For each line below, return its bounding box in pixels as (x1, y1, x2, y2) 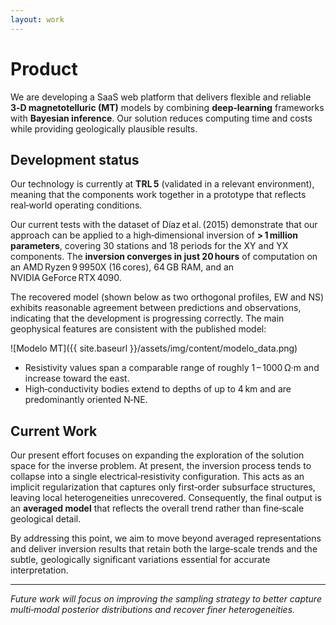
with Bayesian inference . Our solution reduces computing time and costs (10, 112, 313, 124)
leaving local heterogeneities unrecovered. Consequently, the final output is (10, 492, 322, 504)
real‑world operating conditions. (10, 199, 143, 211)
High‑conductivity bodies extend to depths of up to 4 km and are (24, 383, 292, 395)
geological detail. (10, 513, 82, 525)
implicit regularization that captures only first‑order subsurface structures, (10, 481, 316, 493)
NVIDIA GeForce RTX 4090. (10, 272, 122, 284)
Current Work (10, 422, 98, 440)
